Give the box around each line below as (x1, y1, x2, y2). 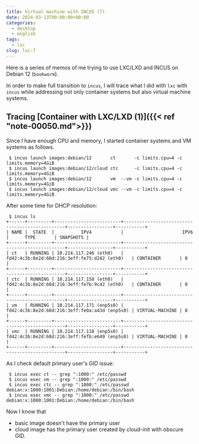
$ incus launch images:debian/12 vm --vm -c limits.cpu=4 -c (8, 175, 183, 182)
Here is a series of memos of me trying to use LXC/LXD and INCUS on (6, 64, 179, 71)
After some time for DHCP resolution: (6, 202, 97, 209)
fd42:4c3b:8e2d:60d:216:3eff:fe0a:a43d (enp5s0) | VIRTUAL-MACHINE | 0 (6, 307, 188, 313)
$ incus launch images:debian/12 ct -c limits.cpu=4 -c (8, 155, 183, 161)
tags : (6, 36, 20, 42)
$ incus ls (8, 213, 36, 220)
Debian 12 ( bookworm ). (6, 70, 58, 78)
